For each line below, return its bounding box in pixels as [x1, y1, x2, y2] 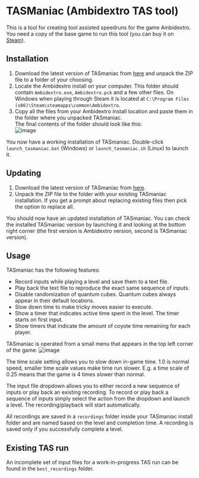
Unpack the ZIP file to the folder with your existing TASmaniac [14, 190, 167, 197]
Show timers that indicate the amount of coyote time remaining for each [14, 322, 191, 330]
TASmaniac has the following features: [6, 266, 100, 274]
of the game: [6, 347, 37, 354]
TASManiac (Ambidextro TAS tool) [6, 4, 179, 18]
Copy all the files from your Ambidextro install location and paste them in [14, 107, 193, 114]
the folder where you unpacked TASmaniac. [14, 114, 122, 121]
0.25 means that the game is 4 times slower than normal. [6, 371, 146, 378]
